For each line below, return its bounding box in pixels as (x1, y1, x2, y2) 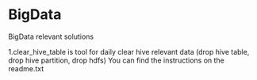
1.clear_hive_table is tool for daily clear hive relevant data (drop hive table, (8, 47, 250, 56)
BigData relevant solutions (8, 32, 94, 41)
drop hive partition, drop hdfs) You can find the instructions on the (8, 55, 224, 65)
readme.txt (8, 63, 44, 73)
